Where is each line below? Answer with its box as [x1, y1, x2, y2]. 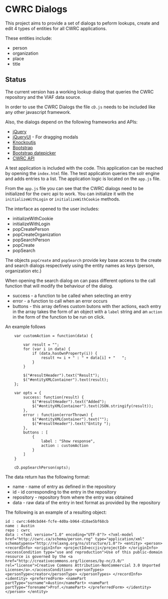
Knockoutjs [12, 139, 36, 145]
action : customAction [41, 443, 89, 448]
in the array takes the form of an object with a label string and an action [12, 309, 162, 315]
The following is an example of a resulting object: [5, 509, 107, 515]
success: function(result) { [23, 395, 84, 400]
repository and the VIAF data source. [5, 94, 82, 100]
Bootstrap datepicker [12, 149, 56, 156]
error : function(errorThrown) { [23, 412, 93, 417]
